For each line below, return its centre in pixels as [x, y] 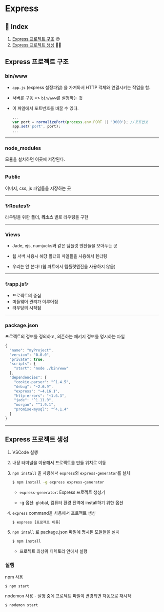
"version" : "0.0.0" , [30, 355]
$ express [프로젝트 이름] [36, 522]
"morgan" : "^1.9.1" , [35, 405]
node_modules [23, 148]
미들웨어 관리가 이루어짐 [35, 302]
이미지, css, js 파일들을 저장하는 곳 [38, 188]
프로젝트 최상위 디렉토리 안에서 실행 [53, 551]
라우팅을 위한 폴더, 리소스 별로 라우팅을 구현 [47, 217]
